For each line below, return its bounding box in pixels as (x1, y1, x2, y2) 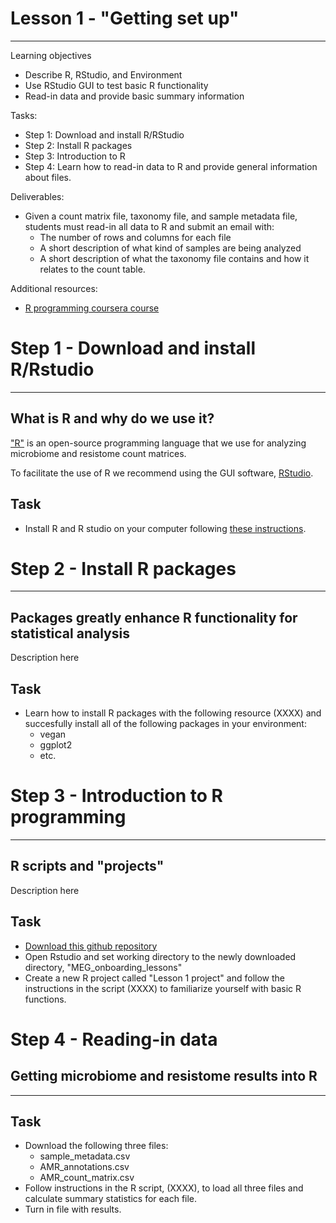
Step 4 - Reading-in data (10, 1028, 218, 1051)
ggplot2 (39, 739, 73, 751)
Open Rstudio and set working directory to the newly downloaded (24, 950, 297, 962)
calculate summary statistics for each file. (24, 1193, 198, 1205)
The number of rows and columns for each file (39, 231, 232, 243)
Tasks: (10, 109, 38, 121)
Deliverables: (10, 190, 65, 202)
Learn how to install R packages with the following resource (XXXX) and (24, 707, 322, 719)
